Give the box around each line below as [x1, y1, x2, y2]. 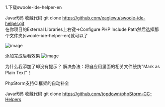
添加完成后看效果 [5, 53, 40, 59]
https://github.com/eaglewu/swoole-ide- [62, 15, 146, 21]
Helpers [5, 97, 21, 102]
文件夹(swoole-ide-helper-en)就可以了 [9, 33, 88, 38]
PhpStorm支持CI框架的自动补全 [5, 80, 70, 86]
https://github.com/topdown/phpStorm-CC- [62, 91, 153, 97]
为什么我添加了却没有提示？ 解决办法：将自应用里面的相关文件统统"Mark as [5, 64, 160, 69]
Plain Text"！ [5, 70, 32, 76]
